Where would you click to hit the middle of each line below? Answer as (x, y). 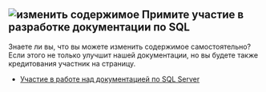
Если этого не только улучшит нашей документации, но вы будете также (133, 55)
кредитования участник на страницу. (72, 63)
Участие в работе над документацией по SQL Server (110, 79)
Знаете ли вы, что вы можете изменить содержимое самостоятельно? (130, 46)
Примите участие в (193, 15)
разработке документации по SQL (99, 28)
